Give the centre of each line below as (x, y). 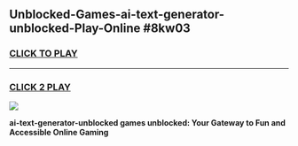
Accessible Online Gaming (59, 132)
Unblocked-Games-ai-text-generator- (117, 15)
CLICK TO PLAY (43, 54)
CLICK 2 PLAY (40, 87)
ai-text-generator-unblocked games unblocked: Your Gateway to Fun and (148, 122)
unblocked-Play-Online (75, 29)
